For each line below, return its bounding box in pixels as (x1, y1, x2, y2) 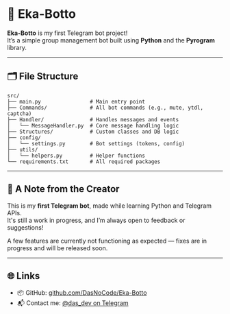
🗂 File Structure (7, 71, 79, 82)
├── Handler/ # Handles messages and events (7, 116, 179, 123)
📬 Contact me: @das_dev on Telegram (16, 299, 129, 307)
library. (7, 43, 27, 51)
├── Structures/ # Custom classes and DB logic (7, 128, 179, 135)
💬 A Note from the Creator (7, 183, 120, 195)
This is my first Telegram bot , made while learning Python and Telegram (7, 202, 212, 210)
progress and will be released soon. (7, 243, 108, 252)
